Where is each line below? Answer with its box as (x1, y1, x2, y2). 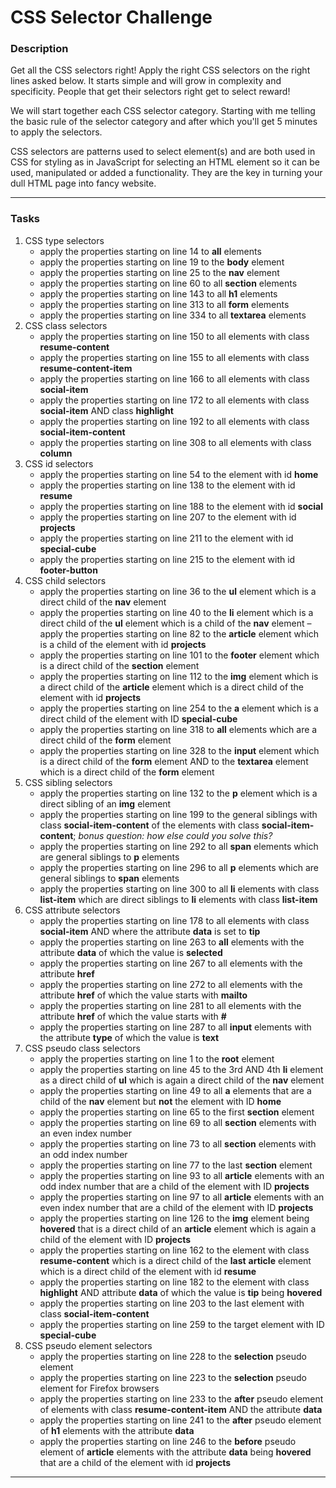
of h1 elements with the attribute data (39, 1424, 195, 1436)
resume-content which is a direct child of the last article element (39, 1254, 312, 1266)
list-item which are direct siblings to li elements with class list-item (39, 893, 318, 905)
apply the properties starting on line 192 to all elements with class (39, 415, 310, 427)
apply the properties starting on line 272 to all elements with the (39, 978, 303, 990)
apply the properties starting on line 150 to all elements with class (39, 330, 310, 342)
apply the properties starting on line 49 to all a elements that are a (39, 1084, 312, 1096)
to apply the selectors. (10, 126, 103, 138)
